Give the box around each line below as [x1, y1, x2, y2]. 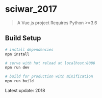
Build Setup [5, 34, 41, 42]
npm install [5, 52, 29, 57]
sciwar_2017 [5, 3, 57, 15]
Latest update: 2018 [5, 88, 45, 93]
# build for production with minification [5, 74, 93, 79]
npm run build [5, 79, 34, 84]
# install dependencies [5, 47, 54, 52]
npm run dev [5, 65, 29, 70]
